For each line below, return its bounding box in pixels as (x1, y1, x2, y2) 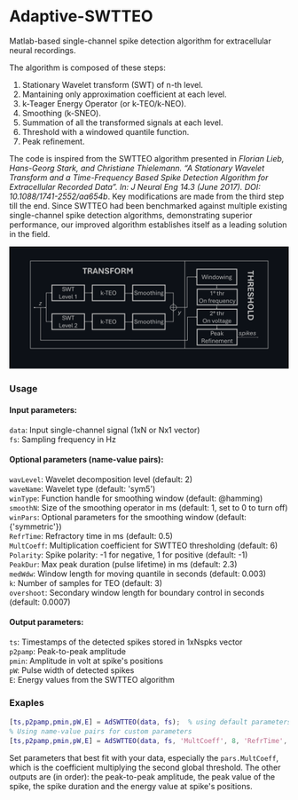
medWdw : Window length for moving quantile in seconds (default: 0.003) (9, 568, 267, 579)
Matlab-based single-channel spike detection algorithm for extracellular (9, 36, 272, 46)
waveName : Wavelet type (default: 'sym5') (9, 483, 156, 494)
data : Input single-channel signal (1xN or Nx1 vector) (9, 424, 200, 435)
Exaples (9, 696, 44, 709)
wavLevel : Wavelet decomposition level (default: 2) (9, 473, 193, 485)
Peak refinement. (21, 136, 85, 147)
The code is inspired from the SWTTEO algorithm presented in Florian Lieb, (9, 153, 285, 163)
